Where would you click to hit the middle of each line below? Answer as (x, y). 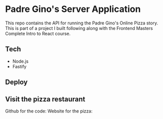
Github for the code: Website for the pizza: (49, 111)
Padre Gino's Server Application (73, 9)
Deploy (16, 82)
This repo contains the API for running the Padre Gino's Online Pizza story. (82, 23)
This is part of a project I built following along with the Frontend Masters (79, 28)
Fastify (19, 66)
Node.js (20, 61)
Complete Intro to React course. (38, 33)
